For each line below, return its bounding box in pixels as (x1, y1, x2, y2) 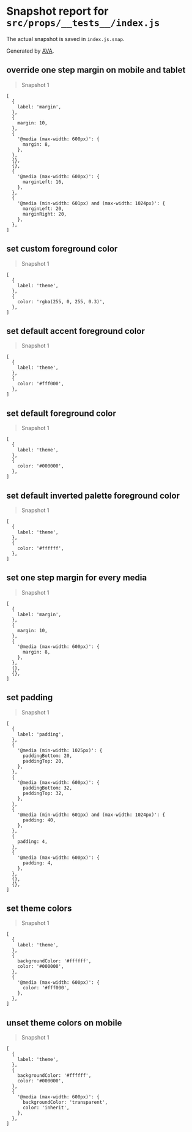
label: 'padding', (17, 731, 64, 738)
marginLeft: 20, (22, 205, 64, 212)
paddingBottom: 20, (22, 752, 72, 759)
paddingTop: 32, (22, 790, 64, 796)
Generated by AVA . (6, 47, 54, 55)
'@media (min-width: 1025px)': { (17, 747, 103, 753)
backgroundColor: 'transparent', (22, 1100, 108, 1106)
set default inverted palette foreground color (6, 490, 180, 500)
